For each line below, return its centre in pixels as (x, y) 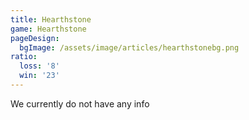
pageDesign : (35, 38)
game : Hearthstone (48, 29)
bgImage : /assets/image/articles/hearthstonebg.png (129, 47)
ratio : (24, 57)
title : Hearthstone (51, 19)
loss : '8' (39, 66)
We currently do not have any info (80, 103)
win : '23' (39, 76)
